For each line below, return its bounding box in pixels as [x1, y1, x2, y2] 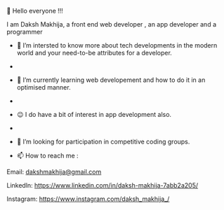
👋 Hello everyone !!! [6, 7, 64, 15]
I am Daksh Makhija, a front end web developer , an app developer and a [6, 20, 217, 28]
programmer [6, 28, 43, 36]
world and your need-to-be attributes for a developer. [16, 49, 173, 57]
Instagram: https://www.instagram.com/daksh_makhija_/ [6, 195, 170, 203]
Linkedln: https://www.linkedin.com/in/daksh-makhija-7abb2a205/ [6, 181, 198, 189]
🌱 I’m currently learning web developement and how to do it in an [16, 76, 206, 84]
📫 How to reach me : [16, 151, 79, 160]
